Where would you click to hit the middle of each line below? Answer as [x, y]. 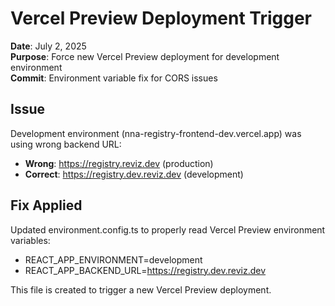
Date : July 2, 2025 [48, 46]
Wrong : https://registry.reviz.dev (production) [119, 163]
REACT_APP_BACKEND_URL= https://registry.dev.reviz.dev [145, 270]
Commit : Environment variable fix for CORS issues [114, 78]
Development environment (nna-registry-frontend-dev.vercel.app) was [156, 133]
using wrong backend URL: [66, 144]
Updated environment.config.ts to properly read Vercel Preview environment [168, 229]
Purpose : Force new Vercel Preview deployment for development [145, 56]
